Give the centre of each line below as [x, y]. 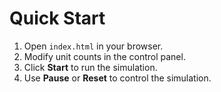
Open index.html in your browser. [93, 46]
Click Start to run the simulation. [90, 67]
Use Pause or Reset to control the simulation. [117, 78]
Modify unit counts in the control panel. [104, 56]
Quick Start [57, 18]
